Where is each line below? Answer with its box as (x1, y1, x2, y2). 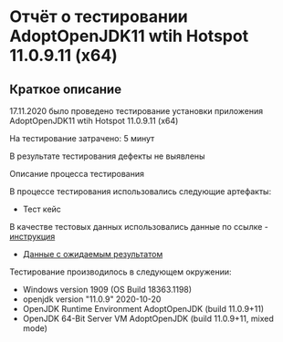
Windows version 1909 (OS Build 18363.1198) (22, 285, 193, 295)
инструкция (9, 231, 56, 242)
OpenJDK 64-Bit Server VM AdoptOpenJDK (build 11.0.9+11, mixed (22, 313, 274, 324)
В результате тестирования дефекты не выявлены (9, 150, 205, 161)
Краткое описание (9, 81, 121, 97)
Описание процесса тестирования (9, 169, 144, 179)
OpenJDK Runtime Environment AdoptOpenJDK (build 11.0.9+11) (22, 304, 265, 314)
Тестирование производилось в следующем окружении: (9, 266, 232, 277)
